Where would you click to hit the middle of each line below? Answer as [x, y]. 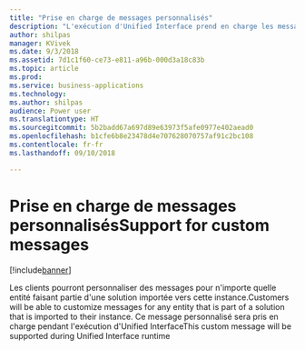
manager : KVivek [40, 43]
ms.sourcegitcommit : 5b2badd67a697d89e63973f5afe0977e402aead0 [132, 128]
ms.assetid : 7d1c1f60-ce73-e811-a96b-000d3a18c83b [107, 60]
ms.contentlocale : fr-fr [56, 145]
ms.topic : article [44, 69]
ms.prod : [26, 77]
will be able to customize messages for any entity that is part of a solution [147, 306]
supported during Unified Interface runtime [90, 335]
